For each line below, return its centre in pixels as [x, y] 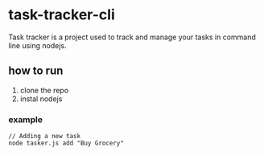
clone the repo [44, 90]
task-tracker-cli [62, 15]
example [25, 120]
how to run [36, 71]
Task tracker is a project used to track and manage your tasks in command [132, 37]
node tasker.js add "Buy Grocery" [66, 143]
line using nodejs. [37, 45]
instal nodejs [41, 99]
